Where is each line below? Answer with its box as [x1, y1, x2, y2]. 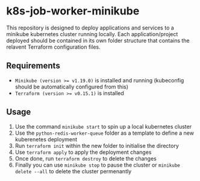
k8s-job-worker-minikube [6, 4, 140, 18]
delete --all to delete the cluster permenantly [14, 167, 132, 175]
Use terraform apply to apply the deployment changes [14, 149, 152, 156]
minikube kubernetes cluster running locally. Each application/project [6, 30, 178, 37]
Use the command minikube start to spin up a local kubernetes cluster [14, 123, 192, 130]
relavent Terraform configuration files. [6, 43, 101, 51]
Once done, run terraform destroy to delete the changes [14, 155, 157, 162]
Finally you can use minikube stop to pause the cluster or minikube [14, 161, 181, 168]
